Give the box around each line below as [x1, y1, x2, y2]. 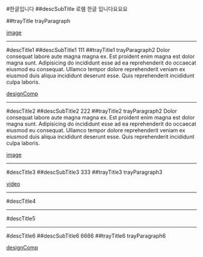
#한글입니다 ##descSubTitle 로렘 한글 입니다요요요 [6, 5, 128, 12]
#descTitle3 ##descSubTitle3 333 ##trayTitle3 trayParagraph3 [6, 168, 163, 176]
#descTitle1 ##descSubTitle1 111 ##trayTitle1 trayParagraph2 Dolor [6, 46, 170, 53]
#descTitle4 [6, 198, 36, 205]
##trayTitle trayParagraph [6, 17, 71, 24]
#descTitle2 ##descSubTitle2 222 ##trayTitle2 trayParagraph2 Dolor [6, 107, 177, 115]
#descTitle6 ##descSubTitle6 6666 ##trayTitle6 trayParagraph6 [6, 232, 166, 240]
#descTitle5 [6, 215, 36, 222]
